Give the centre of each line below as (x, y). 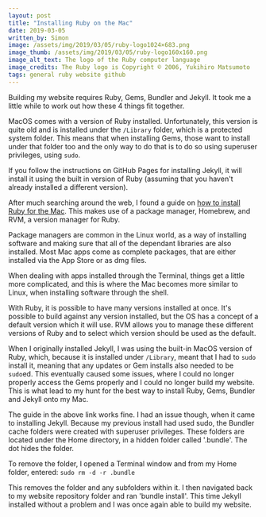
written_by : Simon (39, 38)
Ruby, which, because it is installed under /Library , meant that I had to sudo (132, 357)
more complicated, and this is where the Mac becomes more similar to (123, 284)
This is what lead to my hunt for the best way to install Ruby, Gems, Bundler (132, 391)
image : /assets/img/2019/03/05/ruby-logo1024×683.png (99, 45)
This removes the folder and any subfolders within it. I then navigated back (130, 487)
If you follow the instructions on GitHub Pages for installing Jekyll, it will (125, 170)
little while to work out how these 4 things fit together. (96, 106)
